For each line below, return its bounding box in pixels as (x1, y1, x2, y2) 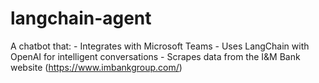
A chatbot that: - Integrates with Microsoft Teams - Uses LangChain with (10, 40, 310, 52)
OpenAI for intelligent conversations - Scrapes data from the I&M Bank (10, 50, 301, 62)
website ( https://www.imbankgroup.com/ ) (10, 61, 183, 73)
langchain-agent (10, 7, 152, 30)
